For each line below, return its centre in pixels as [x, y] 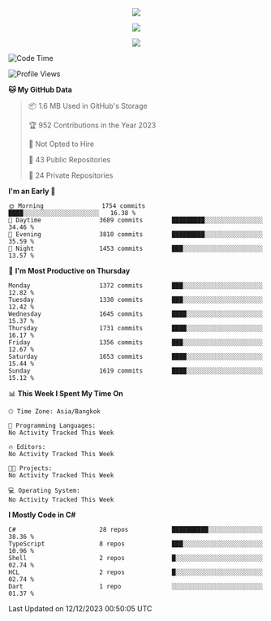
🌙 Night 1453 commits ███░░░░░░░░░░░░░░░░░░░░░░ [136, 248]
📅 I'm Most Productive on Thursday [69, 271]
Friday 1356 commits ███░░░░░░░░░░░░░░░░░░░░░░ [136, 343]
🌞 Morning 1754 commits [77, 206]
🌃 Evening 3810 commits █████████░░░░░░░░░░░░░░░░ [136, 235]
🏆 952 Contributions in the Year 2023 [92, 125]
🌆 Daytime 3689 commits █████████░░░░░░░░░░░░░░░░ [136, 220]
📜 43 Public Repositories [69, 160]
